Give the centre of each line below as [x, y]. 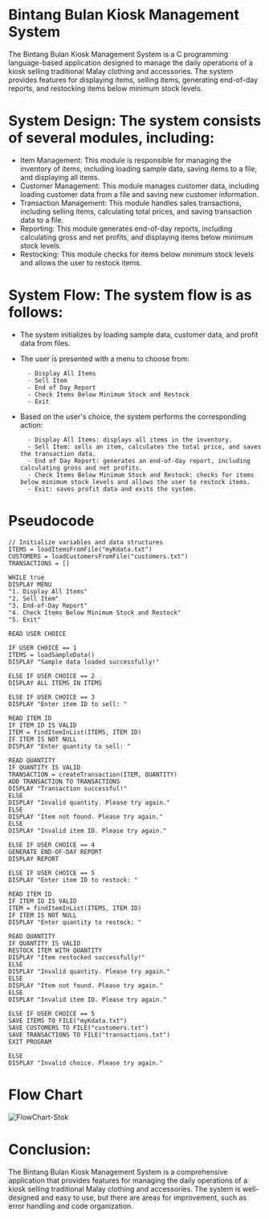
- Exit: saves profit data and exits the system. [112, 489]
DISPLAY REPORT [34, 859]
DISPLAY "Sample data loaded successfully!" [84, 662]
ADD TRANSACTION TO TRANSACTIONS [64, 782]
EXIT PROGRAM [30, 1042]
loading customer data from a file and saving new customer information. [139, 194]
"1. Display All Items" [48, 591]
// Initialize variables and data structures [86, 542]
